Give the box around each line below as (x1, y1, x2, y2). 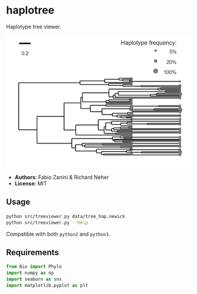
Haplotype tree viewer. (6, 23, 61, 30)
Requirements (6, 247, 59, 257)
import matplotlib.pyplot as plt (6, 282, 88, 288)
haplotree (6, 4, 55, 17)
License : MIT (14, 179, 47, 187)
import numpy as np (6, 270, 54, 276)
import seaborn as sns (6, 276, 62, 282)
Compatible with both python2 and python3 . (6, 230, 110, 237)
